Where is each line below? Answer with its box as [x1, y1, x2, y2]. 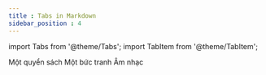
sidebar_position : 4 [8, 19, 82, 27]
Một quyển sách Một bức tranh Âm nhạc [8, 57, 144, 67]
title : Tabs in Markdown [8, 11, 96, 20]
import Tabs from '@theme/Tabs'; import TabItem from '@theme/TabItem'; [8, 41, 259, 51]
